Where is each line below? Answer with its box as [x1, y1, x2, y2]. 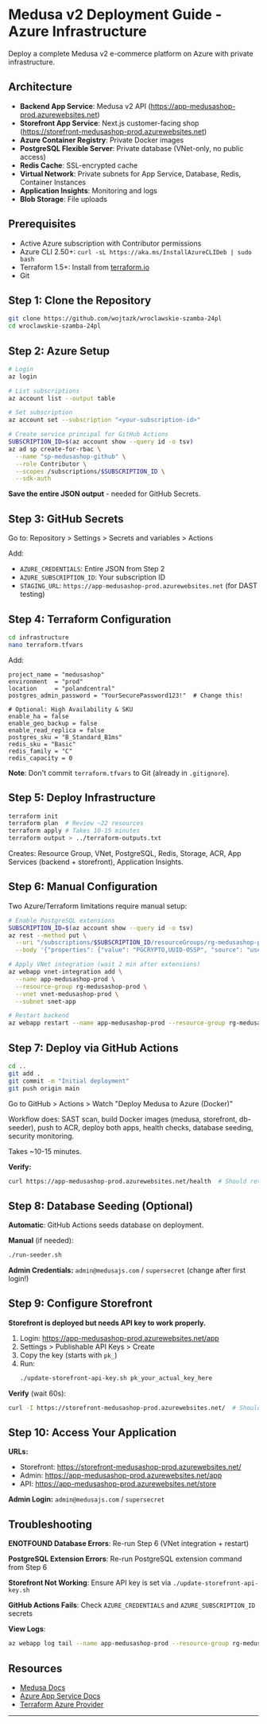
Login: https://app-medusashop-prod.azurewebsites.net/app [19, 1333, 220, 1342]
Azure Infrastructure [8, 22, 147, 41]
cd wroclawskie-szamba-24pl [8, 322, 102, 331]
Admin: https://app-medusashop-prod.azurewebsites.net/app [19, 1470, 222, 1480]
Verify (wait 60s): [8, 1389, 66, 1398]
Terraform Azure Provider [19, 1699, 104, 1709]
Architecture [8, 80, 73, 94]
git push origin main [8, 1084, 80, 1092]
